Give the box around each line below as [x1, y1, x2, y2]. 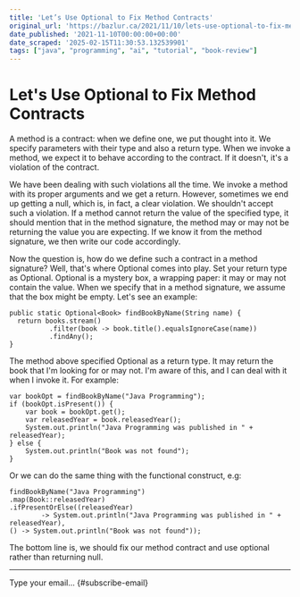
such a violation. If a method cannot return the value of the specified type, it [9, 207, 289, 219]
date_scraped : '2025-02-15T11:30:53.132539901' [9, 38, 190, 47]
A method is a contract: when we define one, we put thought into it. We [9, 133, 271, 144]
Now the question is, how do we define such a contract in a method [9, 254, 258, 265]
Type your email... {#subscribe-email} [9, 577, 149, 588]
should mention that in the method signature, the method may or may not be [9, 217, 290, 228]
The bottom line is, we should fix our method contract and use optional [9, 542, 270, 553]
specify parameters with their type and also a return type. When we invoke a [9, 143, 291, 154]
